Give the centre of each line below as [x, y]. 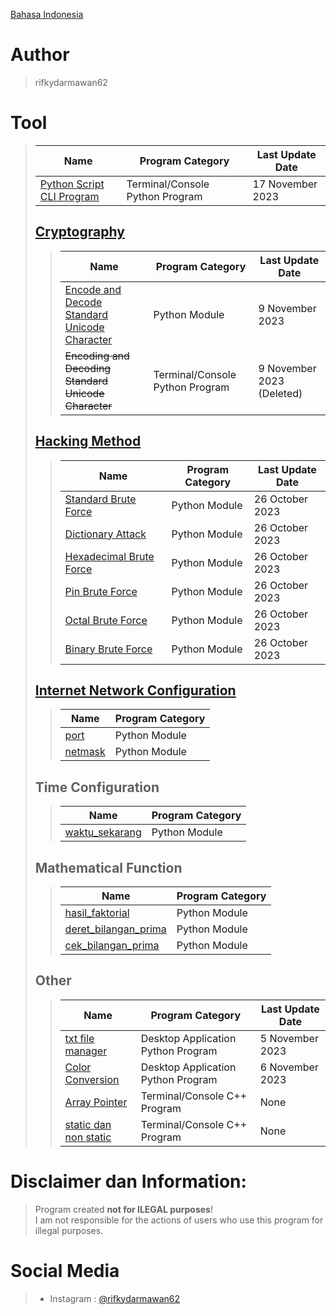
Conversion [92, 1079]
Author [40, 55]
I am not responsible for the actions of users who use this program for [179, 1220]
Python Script [72, 184]
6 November [289, 1067]
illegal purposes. [69, 1230]
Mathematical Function [108, 867]
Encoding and [97, 356]
